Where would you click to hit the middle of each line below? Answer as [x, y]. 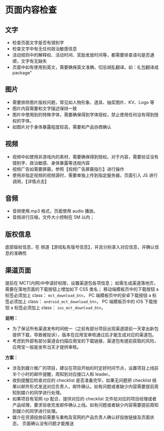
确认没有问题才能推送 [52, 424]
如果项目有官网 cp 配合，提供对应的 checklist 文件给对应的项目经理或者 [84, 399]
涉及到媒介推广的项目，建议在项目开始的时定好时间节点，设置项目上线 [83, 368]
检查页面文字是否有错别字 [38, 43]
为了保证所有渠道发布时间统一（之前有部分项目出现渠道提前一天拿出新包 [85, 329]
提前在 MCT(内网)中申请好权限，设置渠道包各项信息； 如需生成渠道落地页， [82, 283]
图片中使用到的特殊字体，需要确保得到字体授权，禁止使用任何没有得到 [83, 114]
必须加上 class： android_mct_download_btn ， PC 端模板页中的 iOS [76, 301]
